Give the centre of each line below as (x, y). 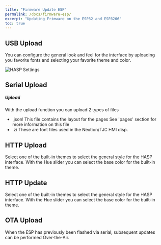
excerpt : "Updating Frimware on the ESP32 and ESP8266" (63, 19)
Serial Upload (26, 85)
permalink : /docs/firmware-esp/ (38, 14)
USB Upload (24, 43)
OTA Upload (24, 220)
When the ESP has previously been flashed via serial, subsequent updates (80, 232)
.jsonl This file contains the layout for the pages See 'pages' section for (84, 119)
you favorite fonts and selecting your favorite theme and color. (68, 60)
